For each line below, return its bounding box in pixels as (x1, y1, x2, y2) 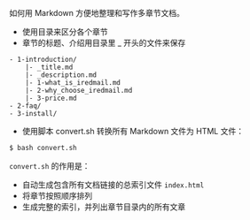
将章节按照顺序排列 (21, 190, 93, 201)
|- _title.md (25, 63, 74, 72)
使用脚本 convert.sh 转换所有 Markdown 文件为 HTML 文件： (21, 126, 245, 136)
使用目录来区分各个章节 (21, 27, 108, 37)
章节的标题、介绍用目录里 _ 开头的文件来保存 (21, 38, 186, 48)
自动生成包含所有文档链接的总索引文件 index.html (21, 179, 205, 190)
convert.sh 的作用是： (9, 160, 90, 171)
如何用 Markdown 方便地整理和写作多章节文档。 (9, 8, 184, 18)
